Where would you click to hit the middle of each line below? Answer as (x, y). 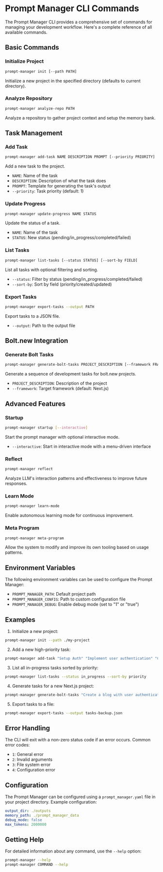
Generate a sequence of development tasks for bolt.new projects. (71, 374)
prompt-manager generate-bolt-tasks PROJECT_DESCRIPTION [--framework (78, 365)
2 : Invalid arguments (32, 760)
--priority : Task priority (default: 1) (48, 191)
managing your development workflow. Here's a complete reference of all (79, 27)
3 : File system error (31, 765)
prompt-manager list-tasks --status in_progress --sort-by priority (76, 676)
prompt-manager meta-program (34, 538)
